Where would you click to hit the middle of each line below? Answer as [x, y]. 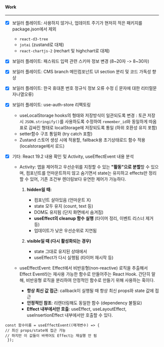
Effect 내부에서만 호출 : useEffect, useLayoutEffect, [77, 309]
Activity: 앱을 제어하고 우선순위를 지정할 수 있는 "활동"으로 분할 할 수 [84, 167]
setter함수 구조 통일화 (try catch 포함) [56, 134]
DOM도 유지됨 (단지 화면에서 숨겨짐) [69, 212]
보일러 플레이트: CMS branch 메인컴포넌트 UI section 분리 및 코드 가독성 [82, 72]
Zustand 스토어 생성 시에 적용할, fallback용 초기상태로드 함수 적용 [82, 140]
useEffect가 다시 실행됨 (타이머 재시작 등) [74, 257]
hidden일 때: [39, 189]
